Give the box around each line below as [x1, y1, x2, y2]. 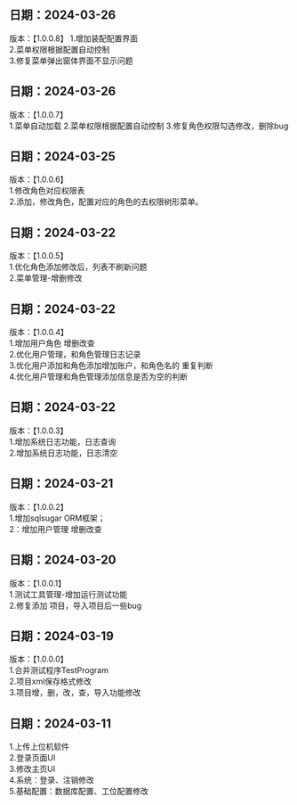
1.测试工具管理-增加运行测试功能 [9, 588, 128, 599]
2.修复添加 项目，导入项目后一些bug [9, 600, 142, 611]
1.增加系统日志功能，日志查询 [9, 436, 116, 447]
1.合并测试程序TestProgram [9, 665, 109, 676]
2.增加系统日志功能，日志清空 [9, 448, 118, 458]
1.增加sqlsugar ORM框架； [9, 513, 106, 523]
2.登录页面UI [9, 752, 56, 763]
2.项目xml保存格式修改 [9, 676, 92, 687]
